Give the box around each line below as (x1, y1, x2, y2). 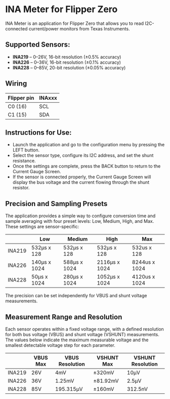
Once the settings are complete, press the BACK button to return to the (12, 163, 161, 169)
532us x (132, 244, 152, 251)
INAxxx (38, 94, 57, 101)
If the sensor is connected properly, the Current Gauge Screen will (12, 174, 151, 180)
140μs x (31, 259, 52, 266)
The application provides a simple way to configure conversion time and (5, 213, 156, 219)
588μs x (63, 259, 83, 266)
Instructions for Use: (5, 128, 72, 137)
